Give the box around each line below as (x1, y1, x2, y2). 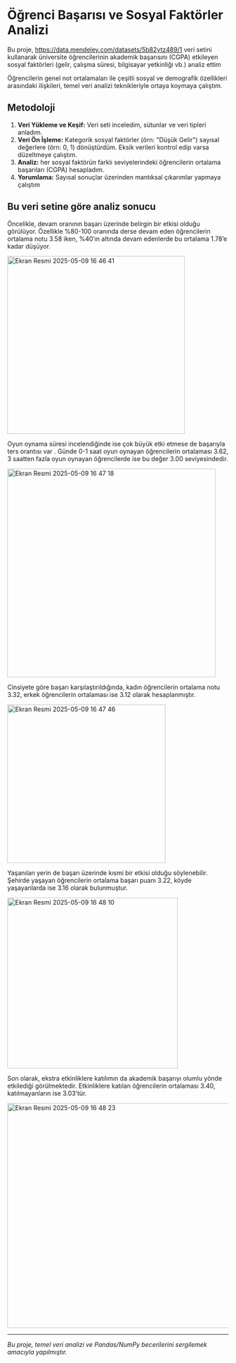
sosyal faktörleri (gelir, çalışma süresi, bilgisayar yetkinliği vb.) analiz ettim (7, 60, 221, 68)
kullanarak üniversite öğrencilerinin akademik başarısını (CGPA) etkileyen (7, 53, 218, 61)
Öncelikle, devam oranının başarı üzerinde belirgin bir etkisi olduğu (7, 219, 200, 228)
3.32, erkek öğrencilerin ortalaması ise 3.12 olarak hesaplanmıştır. (7, 690, 196, 698)
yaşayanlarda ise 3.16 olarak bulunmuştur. (7, 884, 129, 892)
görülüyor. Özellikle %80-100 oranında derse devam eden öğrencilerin (7, 227, 211, 235)
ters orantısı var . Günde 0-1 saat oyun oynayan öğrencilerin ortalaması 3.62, (7, 447, 229, 456)
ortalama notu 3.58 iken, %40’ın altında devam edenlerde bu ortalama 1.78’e (7, 234, 228, 243)
